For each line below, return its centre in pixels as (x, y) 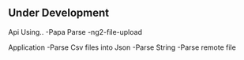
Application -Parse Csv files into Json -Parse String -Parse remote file (122, 47)
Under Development (58, 13)
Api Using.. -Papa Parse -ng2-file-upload (75, 32)
